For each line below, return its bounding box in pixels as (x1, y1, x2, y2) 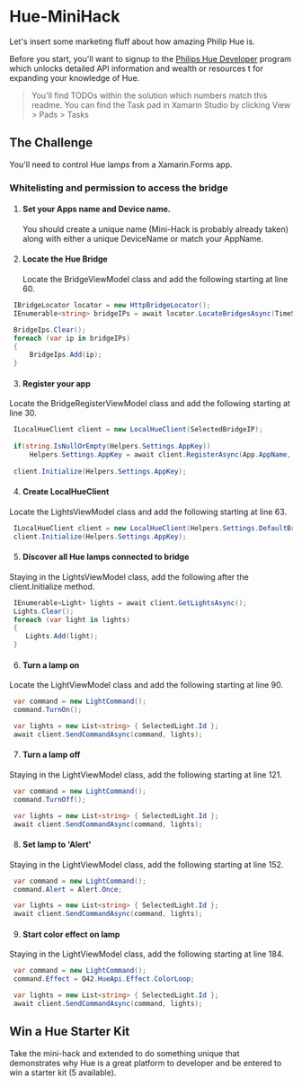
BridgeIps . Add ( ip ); (29, 351, 102, 360)
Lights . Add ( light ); (25, 632, 99, 641)
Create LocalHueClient (22, 486, 110, 497)
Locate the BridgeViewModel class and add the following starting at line (22, 274, 289, 285)
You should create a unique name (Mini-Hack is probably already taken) (22, 223, 289, 235)
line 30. (9, 407, 38, 419)
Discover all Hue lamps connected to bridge (22, 551, 190, 563)
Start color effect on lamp (22, 929, 120, 939)
